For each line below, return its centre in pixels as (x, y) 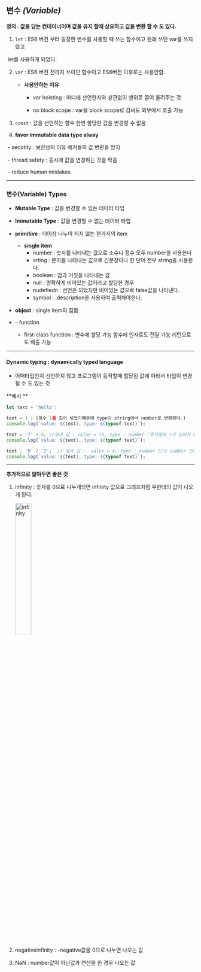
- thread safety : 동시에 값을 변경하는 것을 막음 (63, 160)
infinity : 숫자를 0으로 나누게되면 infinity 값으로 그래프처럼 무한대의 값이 (98, 487)
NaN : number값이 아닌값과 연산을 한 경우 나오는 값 (75, 963)
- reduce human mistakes (39, 172)
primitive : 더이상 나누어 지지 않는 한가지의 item (71, 234)
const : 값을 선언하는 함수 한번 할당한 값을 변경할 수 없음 (80, 123)
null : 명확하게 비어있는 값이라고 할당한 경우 (83, 283)
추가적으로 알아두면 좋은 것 (37, 474)
